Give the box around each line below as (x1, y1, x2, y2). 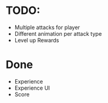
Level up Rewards (14, 36, 59, 44)
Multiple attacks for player (14, 24, 80, 31)
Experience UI (14, 84, 50, 91)
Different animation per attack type (14, 30, 103, 37)
